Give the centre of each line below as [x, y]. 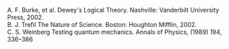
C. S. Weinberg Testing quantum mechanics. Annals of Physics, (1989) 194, [114, 32]
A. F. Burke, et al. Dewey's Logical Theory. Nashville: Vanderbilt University [113, 10]
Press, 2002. [25, 17]
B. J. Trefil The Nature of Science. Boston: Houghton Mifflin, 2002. [102, 24]
